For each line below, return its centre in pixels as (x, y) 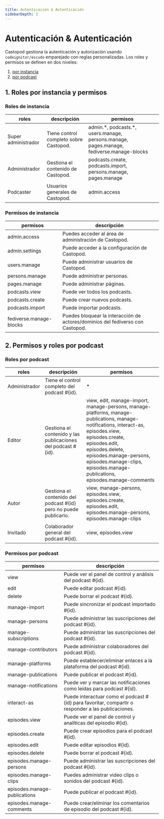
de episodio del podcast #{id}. (98, 809)
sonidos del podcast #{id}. (94, 781)
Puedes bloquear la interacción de (102, 316)
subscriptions (23, 638)
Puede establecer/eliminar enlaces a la (108, 660)
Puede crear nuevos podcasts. (97, 300)
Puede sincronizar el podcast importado (110, 604)
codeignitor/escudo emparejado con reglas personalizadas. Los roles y (77, 57)
